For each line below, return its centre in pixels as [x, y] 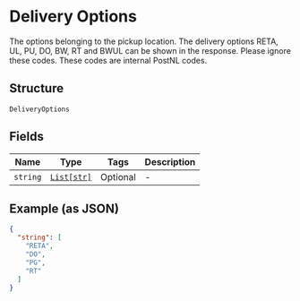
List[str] [71, 177]
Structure [37, 88]
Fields [27, 137]
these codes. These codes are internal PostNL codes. [108, 60]
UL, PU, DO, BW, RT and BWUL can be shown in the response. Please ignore [150, 50]
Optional [118, 176]
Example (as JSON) [64, 208]
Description [170, 161]
